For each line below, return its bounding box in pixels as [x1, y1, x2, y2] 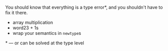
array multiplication [12, 20, 53, 25]
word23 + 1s [12, 25, 39, 31]
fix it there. [5, 10, 28, 16]
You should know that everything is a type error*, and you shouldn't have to [5, 5, 163, 10]
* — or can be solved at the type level [5, 40, 85, 46]
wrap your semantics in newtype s [12, 30, 81, 36]
